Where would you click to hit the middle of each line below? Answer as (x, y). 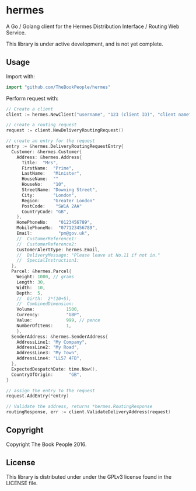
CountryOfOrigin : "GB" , (47, 375)
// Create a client (30, 109)
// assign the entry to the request (50, 390)
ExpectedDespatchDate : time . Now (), (55, 369)
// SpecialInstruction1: (48, 261)
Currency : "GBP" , (49, 315)
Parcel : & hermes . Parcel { (41, 272)
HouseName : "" (40, 179)
